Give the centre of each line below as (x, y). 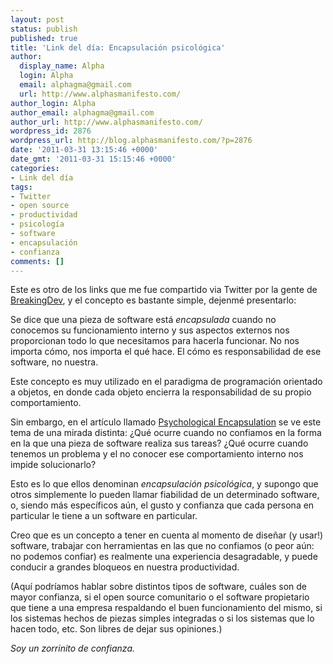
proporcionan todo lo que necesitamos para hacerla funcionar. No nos (155, 341)
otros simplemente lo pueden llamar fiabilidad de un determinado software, (165, 495)
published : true (44, 38)
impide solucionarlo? (53, 465)
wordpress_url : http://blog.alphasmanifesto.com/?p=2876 (131, 141)
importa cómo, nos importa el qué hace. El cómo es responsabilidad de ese (166, 352)
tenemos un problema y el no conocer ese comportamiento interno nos (157, 454)
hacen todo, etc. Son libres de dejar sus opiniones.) (116, 629)
